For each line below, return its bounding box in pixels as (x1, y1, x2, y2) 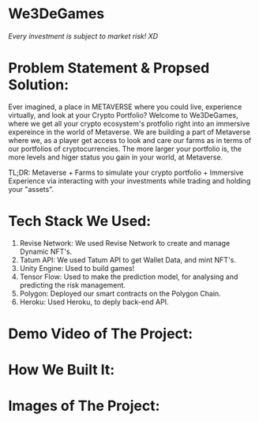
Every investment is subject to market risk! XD (8, 31, 159, 40)
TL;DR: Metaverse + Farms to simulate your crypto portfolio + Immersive (8, 168, 244, 177)
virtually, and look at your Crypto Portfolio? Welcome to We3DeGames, (8, 110, 238, 119)
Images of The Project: (8, 397, 160, 415)
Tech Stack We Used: (8, 212, 152, 230)
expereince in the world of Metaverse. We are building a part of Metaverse (8, 127, 251, 137)
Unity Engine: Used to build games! (19, 263, 135, 273)
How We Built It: (8, 361, 115, 379)
